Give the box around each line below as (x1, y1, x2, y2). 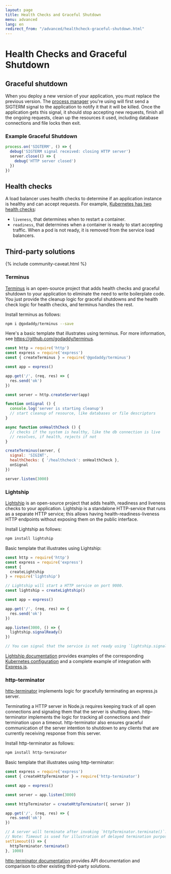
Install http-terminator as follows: (5, 740, 75, 747)
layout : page (5, 7, 33, 13)
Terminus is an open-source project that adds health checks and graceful (5, 285, 160, 291)
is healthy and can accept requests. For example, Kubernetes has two (5, 201, 152, 207)
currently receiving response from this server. (5, 730, 101, 736)
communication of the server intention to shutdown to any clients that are (5, 725, 159, 731)
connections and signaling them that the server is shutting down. (5, 709, 141, 715)
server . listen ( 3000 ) (5, 476, 49, 482)
